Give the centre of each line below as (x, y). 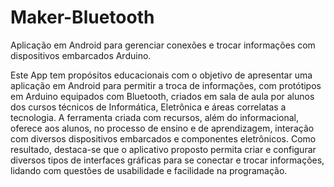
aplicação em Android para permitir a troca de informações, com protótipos (166, 85)
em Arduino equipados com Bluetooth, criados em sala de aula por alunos (162, 96)
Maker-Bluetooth (82, 17)
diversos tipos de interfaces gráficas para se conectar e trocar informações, (167, 160)
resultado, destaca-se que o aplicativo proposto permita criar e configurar (163, 149)
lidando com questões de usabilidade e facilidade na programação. (149, 170)
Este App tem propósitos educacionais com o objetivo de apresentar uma (161, 75)
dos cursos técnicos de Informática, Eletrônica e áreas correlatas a (148, 107)
